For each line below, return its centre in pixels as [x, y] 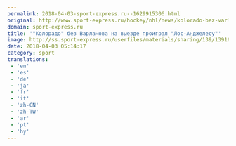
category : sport [31, 53]
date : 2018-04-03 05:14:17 [47, 46]
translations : [28, 60]
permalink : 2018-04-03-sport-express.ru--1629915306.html [94, 14]
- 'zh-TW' [25, 112]
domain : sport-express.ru [45, 27]
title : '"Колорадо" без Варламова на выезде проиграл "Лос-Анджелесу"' [114, 33]
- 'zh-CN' [25, 105]
